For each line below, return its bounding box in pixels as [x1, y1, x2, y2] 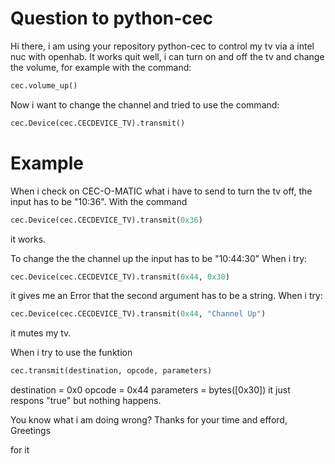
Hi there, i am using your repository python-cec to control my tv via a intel [10, 40, 315, 52]
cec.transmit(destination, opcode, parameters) [10, 366, 213, 376]
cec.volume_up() [10, 80, 78, 91]
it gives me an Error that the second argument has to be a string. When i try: [10, 290, 323, 302]
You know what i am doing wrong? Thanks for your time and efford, [10, 414, 288, 426]
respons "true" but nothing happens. [10, 395, 162, 407]
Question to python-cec [10, 7, 213, 30]
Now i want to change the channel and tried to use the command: [10, 98, 280, 111]
